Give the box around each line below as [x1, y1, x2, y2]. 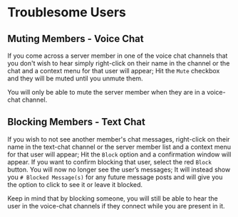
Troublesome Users [7, 4, 126, 21]
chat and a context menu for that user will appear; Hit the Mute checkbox [7, 67, 220, 75]
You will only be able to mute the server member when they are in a [7, 88, 205, 96]
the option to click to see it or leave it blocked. [7, 180, 143, 189]
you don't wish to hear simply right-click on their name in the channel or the [7, 59, 230, 68]
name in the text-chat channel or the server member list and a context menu [7, 142, 232, 151]
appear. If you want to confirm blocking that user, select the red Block [7, 157, 212, 166]
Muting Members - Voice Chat [7, 33, 144, 45]
